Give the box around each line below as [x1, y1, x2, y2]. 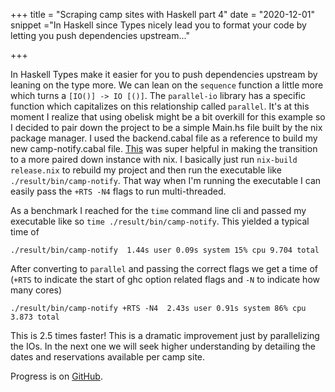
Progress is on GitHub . [10, 370, 103, 382]
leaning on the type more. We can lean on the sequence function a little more [10, 79, 324, 91]
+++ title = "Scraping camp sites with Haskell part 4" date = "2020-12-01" [10, 9, 316, 20]
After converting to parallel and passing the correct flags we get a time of [10, 263, 318, 274]
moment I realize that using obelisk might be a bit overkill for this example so [10, 111, 326, 123]
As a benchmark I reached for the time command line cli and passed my [10, 205, 307, 216]
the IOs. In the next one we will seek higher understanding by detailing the [10, 340, 316, 352]
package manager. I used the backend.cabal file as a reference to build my [10, 132, 318, 144]
